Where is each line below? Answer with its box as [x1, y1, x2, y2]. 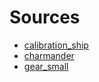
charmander [23, 49, 75, 61]
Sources [9, 6, 81, 29]
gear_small [23, 60, 69, 72]
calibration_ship [23, 39, 89, 51]
